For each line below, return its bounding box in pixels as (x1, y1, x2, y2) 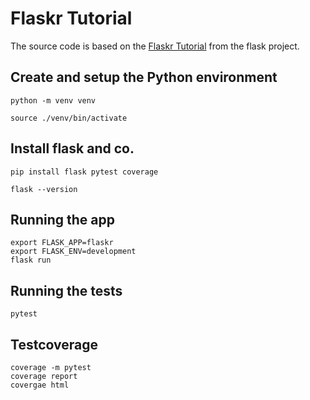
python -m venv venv (10, 95, 97, 106)
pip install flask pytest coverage (10, 167, 159, 177)
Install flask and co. (10, 140, 135, 157)
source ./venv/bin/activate (10, 113, 128, 123)
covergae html (10, 380, 70, 390)
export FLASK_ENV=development (10, 247, 137, 257)
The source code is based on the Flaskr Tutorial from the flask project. (10, 40, 300, 52)
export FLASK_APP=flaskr (10, 238, 114, 248)
